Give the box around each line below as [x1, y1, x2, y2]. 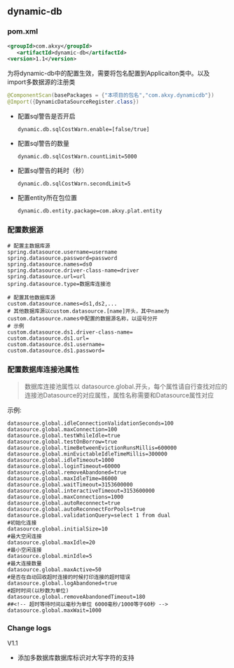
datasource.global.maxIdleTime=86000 [7, 475, 118, 482]
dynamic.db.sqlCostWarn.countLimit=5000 [17, 154, 137, 161]
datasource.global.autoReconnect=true [7, 499, 121, 507]
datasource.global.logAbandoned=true [7, 580, 118, 587]
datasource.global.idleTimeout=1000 [7, 456, 114, 463]
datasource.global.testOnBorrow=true [7, 438, 118, 445]
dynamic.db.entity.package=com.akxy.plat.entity [17, 207, 163, 214]
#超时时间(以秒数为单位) [7, 587, 69, 594]
